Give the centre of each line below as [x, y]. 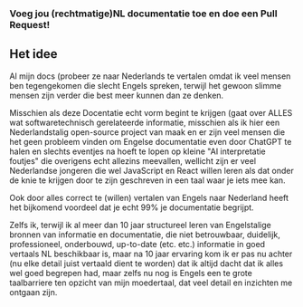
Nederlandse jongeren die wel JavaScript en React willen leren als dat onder [151, 170]
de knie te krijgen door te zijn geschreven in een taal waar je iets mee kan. [148, 180]
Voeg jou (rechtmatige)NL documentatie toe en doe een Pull [143, 14]
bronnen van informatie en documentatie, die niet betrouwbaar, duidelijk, [145, 235]
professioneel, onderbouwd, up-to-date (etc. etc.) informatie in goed [137, 244]
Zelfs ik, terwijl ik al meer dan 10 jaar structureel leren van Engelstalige [140, 225]
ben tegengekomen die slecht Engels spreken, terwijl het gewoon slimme [146, 85]
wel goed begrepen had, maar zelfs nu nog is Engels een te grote [131, 273]
